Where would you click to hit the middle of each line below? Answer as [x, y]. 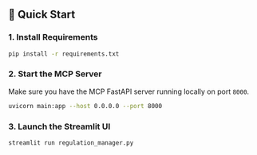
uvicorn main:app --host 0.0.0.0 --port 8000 [85, 106]
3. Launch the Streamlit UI [59, 126]
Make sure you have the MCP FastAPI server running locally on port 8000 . [129, 91]
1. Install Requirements [53, 37]
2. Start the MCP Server [55, 74]
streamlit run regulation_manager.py [71, 143]
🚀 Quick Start [42, 15]
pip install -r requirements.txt [64, 54]
